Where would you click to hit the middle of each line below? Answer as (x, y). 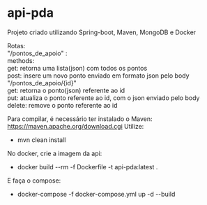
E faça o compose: (34, 181)
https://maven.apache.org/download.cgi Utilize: (76, 126)
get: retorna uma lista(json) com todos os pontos (77, 68)
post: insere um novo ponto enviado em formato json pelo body (98, 76)
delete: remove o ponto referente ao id (62, 105)
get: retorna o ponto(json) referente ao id (66, 90)
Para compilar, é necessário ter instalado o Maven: (80, 119)
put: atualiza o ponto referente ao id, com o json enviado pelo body (103, 98)
